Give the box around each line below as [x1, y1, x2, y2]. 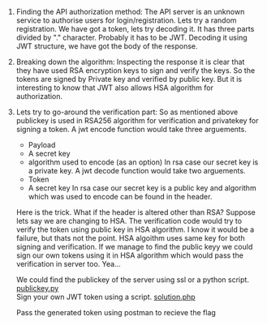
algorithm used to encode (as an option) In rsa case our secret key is [28, 157, 259, 167]
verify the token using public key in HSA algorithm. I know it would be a [15, 225, 255, 234]
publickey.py [15, 284, 59, 293]
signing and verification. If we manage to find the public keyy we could [15, 242, 253, 251]
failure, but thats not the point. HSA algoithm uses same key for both [15, 233, 245, 242]
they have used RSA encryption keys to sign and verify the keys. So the [15, 66, 256, 75]
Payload [28, 140, 56, 149]
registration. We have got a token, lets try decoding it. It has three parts [15, 24, 255, 33]
